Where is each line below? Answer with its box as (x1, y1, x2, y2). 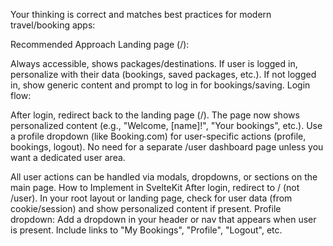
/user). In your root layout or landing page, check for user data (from (10, 192, 293, 204)
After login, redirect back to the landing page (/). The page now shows (10, 109, 300, 121)
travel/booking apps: (10, 19, 96, 31)
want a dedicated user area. (10, 152, 126, 163)
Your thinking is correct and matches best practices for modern (10, 9, 272, 20)
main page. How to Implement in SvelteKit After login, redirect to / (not (10, 182, 300, 193)
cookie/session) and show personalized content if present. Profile (10, 203, 282, 214)
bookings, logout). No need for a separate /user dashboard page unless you (10, 141, 324, 153)
